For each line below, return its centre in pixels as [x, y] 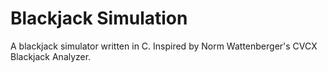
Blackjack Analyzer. [51, 56]
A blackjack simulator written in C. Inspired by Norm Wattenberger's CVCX [164, 46]
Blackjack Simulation [99, 18]
